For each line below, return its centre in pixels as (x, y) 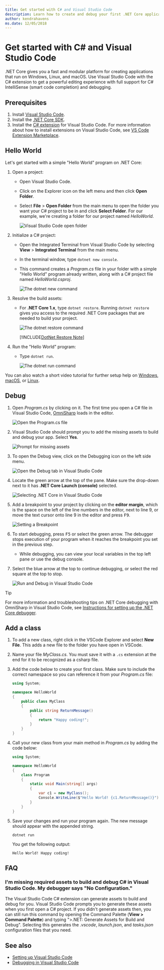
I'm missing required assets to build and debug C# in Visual (77, 882)
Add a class (23, 628)
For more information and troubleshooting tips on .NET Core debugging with (82, 602)
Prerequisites (26, 103)
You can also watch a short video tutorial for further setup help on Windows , (82, 375)
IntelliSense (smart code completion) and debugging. (59, 87)
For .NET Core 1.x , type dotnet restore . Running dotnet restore (84, 307)
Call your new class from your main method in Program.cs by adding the (85, 743)
